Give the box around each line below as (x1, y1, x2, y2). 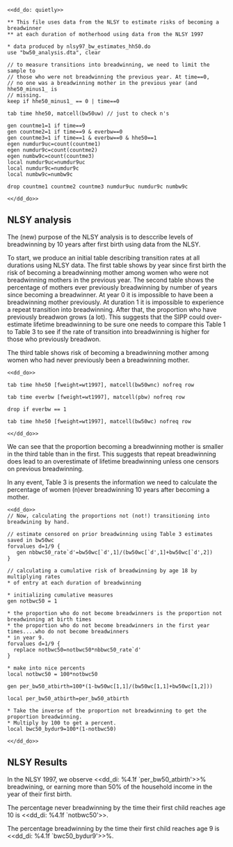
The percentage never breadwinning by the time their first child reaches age (7, 803, 226, 812)
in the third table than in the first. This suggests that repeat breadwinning (7, 450, 217, 458)
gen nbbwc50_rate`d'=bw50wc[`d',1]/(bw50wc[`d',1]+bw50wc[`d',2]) (16, 548, 214, 556)
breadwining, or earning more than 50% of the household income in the (7, 782, 213, 791)
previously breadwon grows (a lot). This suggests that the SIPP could (7, 312, 205, 321)
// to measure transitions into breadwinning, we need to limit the (7, 61, 210, 68)
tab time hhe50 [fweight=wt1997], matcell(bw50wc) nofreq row (7, 418, 191, 425)
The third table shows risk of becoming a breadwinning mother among (7, 348, 209, 356)
